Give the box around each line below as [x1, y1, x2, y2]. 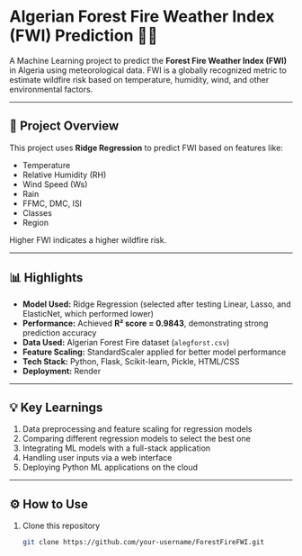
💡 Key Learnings [9, 399, 103, 415]
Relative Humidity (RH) [22, 169, 107, 180]
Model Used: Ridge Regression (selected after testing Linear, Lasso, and [22, 299, 291, 309]
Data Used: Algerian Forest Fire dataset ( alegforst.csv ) [22, 336, 230, 347]
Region [22, 217, 49, 228]
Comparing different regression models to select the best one [22, 434, 252, 444]
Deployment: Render [22, 365, 102, 376]
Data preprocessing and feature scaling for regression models [22, 424, 253, 435]
